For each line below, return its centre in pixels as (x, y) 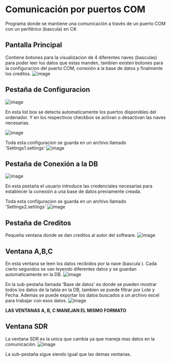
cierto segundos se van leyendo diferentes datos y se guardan (71, 269)
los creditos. (18, 74)
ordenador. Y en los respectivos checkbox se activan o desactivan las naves (86, 117)
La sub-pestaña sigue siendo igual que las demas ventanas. (68, 354)
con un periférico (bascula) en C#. (41, 29)
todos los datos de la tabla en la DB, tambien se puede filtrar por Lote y (80, 290)
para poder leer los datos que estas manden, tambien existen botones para (84, 63)
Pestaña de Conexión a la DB (52, 164)
